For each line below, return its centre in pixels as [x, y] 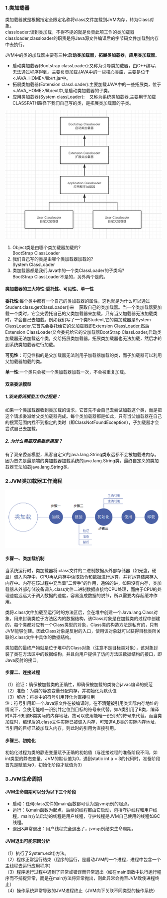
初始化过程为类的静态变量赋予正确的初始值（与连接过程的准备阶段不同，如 [81, 753]
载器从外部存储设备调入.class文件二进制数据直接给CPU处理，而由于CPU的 [81, 589]
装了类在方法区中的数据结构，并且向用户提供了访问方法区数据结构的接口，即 [83, 654]
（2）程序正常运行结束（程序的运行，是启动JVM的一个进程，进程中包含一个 [83, 859]
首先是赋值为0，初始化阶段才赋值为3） [45, 765]
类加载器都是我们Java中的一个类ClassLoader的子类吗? [68, 270]
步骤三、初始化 [20, 740]
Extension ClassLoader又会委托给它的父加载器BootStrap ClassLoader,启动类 [83, 332]
